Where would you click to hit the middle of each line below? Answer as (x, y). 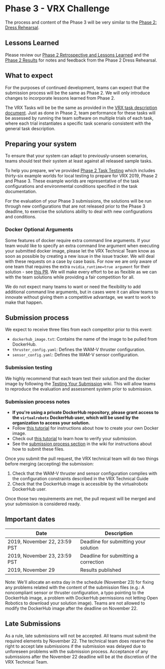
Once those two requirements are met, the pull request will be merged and (80, 499)
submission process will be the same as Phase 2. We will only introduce (78, 93)
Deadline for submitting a (109, 556)
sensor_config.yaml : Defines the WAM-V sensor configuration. (75, 355)
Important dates (30, 519)
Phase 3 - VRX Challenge (57, 9)
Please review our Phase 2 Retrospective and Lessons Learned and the (77, 55)
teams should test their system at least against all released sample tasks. (79, 161)
